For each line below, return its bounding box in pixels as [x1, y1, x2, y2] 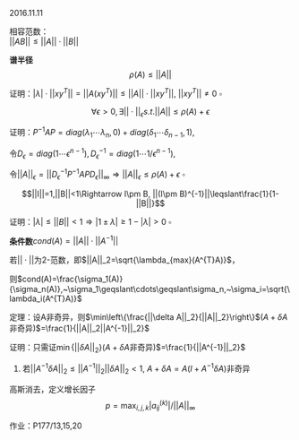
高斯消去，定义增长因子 [9, 384, 96, 394]
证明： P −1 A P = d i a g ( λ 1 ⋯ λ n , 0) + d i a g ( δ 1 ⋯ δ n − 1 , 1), [9, 125, 195, 140]
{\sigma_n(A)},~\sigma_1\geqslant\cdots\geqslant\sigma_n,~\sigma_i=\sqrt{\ [9, 284, 291, 295]
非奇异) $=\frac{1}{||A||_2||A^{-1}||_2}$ [9, 323, 150, 334]
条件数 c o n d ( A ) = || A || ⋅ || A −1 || [9, 234, 119, 246]
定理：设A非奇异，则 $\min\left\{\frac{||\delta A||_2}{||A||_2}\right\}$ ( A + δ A [9, 312, 288, 323]
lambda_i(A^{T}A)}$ [9, 293, 82, 304]
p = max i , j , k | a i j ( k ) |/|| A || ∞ [105, 398, 196, 413]
